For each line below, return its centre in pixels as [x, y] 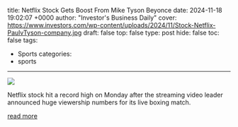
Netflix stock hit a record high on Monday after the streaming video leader [115, 95]
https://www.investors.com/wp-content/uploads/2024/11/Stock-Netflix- [112, 25]
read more [22, 116]
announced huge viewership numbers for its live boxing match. [99, 102]
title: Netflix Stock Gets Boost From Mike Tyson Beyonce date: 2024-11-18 [115, 10]
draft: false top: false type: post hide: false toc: [151, 32]
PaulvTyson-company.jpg [45, 32]
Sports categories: [45, 54]
